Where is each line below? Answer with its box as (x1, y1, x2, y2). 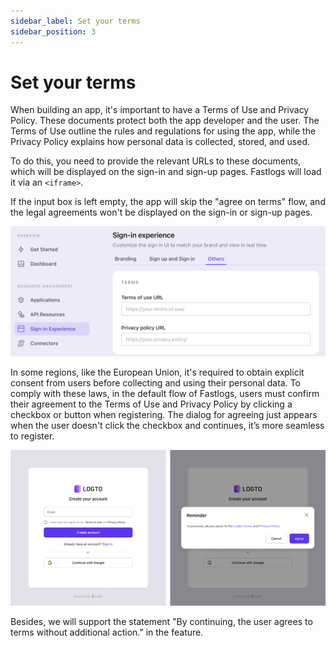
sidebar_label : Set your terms (10, 16, 141, 26)
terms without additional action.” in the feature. (10, 626, 204, 638)
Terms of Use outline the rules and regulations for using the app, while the (10, 125, 317, 137)
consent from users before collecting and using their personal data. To (10, 377, 302, 389)
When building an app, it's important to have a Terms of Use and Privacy (10, 104, 310, 116)
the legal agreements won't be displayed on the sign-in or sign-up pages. (10, 206, 313, 219)
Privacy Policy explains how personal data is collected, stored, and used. (10, 136, 311, 148)
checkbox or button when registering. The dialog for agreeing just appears (10, 409, 318, 421)
